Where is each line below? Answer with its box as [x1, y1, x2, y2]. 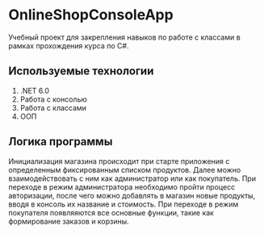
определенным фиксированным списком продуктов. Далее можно [8, 165, 241, 174]
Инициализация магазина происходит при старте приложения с [8, 156, 230, 166]
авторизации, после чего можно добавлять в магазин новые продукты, [8, 190, 256, 200]
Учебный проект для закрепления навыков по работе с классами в [8, 32, 241, 42]
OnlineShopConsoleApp [8, 6, 174, 24]
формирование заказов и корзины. [8, 216, 129, 226]
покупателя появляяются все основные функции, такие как [8, 207, 214, 217]
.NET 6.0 [19, 86, 50, 95]
